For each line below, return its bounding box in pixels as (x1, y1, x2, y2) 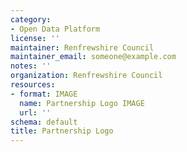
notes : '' (10, 61, 52, 71)
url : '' (19, 107, 52, 118)
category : (10, 14, 52, 25)
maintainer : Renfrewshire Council (10, 42, 155, 53)
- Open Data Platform (10, 24, 101, 34)
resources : (10, 80, 56, 90)
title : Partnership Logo (10, 126, 114, 136)
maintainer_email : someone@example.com (10, 52, 177, 62)
